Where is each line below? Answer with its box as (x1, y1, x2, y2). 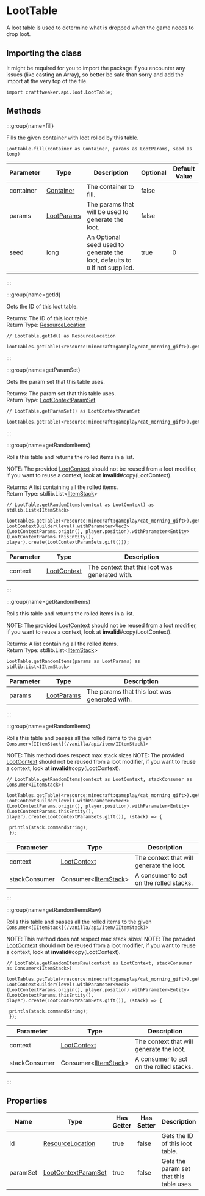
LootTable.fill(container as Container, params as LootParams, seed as (6, 145, 192, 152)
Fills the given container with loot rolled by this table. (6, 134, 139, 141)
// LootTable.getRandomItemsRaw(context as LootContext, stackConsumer (6, 960, 192, 966)
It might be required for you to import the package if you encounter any (6, 64, 185, 72)
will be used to (87, 207, 129, 216)
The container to (87, 182, 134, 191)
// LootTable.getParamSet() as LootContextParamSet (6, 408, 140, 414)
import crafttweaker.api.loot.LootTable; (6, 89, 113, 95)
